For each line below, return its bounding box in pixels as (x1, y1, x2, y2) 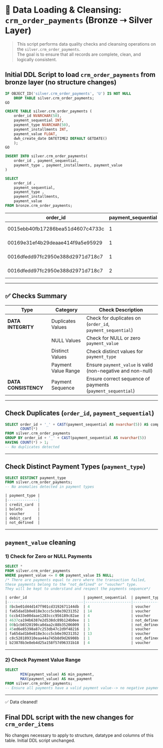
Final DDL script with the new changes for (5, 713, 134, 721)
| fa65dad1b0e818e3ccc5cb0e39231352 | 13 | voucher (5, 631, 151, 636)
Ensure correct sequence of (86, 375, 150, 382)
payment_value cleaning (5, 538, 76, 546)
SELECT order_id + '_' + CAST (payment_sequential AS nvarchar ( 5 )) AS (5, 422, 149, 427)
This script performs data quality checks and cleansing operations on (16, 41, 156, 47)
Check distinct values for (86, 348, 143, 355)
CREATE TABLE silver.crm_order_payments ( (5, 109, 92, 114)
